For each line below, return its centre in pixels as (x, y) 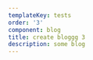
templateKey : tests (40, 15)
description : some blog (47, 44)
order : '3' (26, 23)
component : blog (34, 30)
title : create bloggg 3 (47, 37)
